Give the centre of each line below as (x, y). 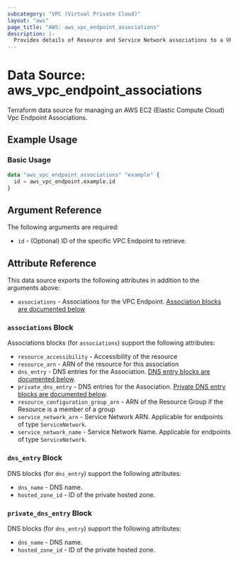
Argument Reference (55, 210)
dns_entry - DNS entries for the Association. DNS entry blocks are (114, 372)
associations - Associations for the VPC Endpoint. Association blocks (119, 301)
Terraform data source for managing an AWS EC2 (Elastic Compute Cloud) (116, 110)
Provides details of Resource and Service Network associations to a (118, 40)
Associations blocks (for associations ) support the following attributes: (111, 343)
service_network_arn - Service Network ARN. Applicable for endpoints (120, 417)
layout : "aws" (28, 21)
